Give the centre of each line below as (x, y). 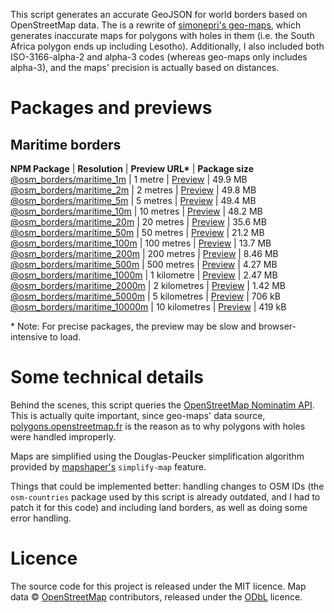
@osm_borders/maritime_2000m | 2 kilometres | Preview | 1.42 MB (148, 285)
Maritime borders (66, 144)
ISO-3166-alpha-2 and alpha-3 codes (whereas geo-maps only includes (159, 57)
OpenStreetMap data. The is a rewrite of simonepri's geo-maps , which (156, 25)
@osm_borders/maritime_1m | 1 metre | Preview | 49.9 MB (129, 179)
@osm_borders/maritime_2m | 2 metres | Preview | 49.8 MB (133, 190)
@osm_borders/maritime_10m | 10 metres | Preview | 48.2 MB (136, 211)
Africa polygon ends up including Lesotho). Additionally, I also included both (167, 46)
